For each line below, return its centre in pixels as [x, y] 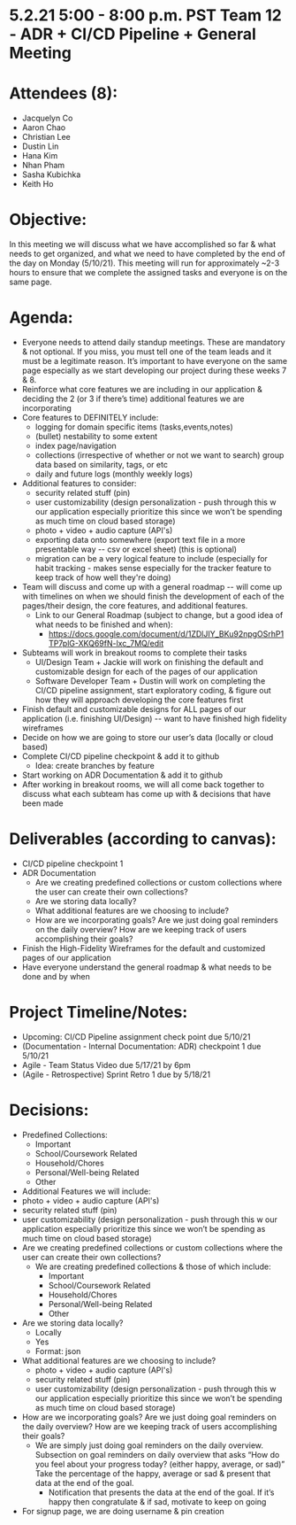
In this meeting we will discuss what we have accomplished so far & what [143, 244]
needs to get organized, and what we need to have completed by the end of [147, 254]
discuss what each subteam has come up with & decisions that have [146, 794]
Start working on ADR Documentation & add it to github [122, 775]
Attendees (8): [64, 93]
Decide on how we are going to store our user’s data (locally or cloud [148, 737]
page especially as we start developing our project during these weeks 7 [154, 370]
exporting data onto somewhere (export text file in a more [140, 540]
